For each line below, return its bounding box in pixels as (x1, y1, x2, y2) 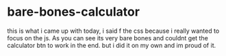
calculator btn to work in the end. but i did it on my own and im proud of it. (7, 41, 216, 49)
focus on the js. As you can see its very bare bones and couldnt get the (7, 33, 209, 42)
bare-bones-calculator (7, 4, 140, 20)
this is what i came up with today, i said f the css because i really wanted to (7, 27, 220, 35)
